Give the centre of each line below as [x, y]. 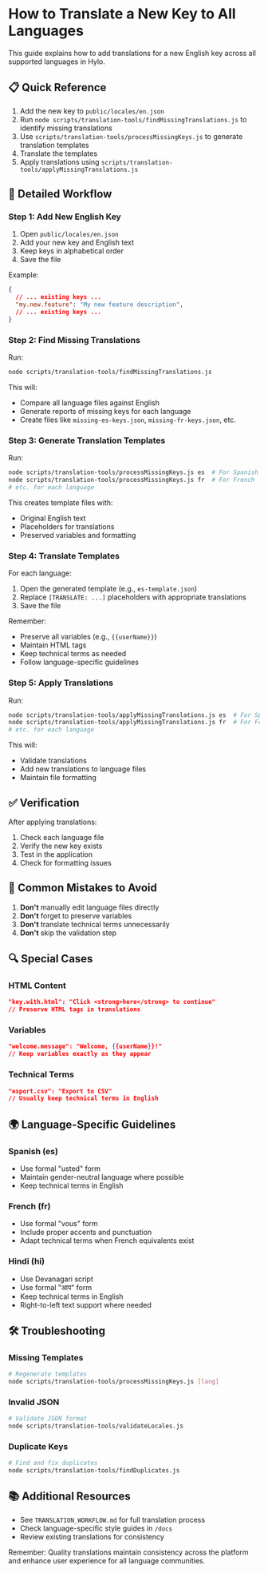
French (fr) [30, 1206]
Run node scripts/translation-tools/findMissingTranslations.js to [133, 119]
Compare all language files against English [89, 402]
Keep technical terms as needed [73, 654]
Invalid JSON [34, 1402]
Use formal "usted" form [60, 1169]
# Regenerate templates [48, 1374]
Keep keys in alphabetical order [71, 251]
